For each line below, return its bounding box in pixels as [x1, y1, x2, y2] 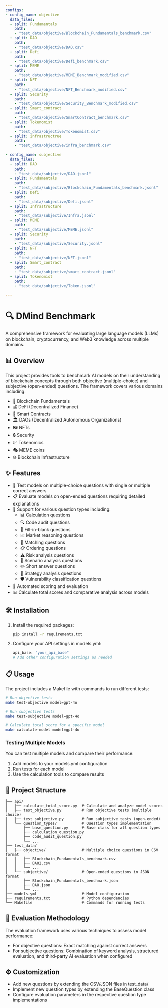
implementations [12, 997, 47, 1003]
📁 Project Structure [5, 786, 66, 794]
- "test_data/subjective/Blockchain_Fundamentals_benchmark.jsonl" [14, 185, 158, 190]
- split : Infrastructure [10, 204, 62, 209]
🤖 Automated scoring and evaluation [12, 583, 88, 589]
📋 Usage [5, 669, 35, 678]
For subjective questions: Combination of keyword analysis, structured [12, 948, 159, 954]
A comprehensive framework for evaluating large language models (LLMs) [5, 330, 159, 337]
